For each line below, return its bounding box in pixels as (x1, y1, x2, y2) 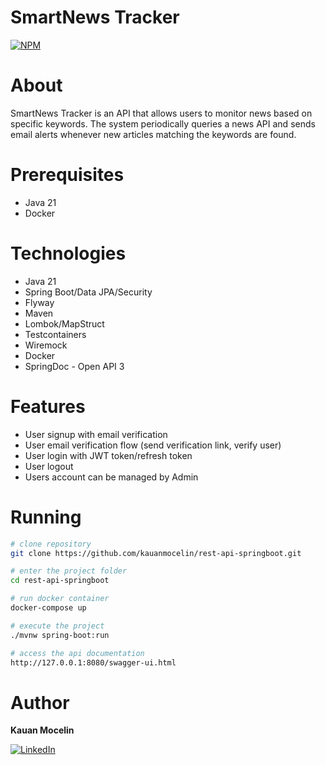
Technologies (10, 242, 127, 265)
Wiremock (24, 339, 68, 351)
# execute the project (10, 621, 105, 631)
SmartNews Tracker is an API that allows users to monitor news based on (10, 107, 313, 119)
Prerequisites (10, 164, 125, 186)
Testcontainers (24, 328, 87, 340)
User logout (24, 460, 74, 472)
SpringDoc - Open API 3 (24, 360, 125, 372)
